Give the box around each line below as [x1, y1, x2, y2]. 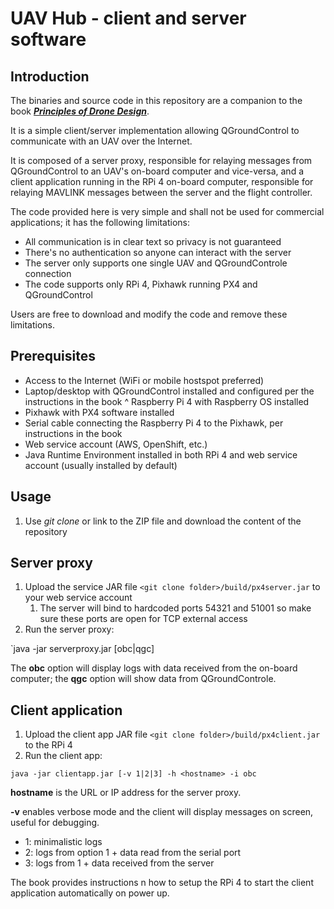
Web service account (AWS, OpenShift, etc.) [24, 438, 208, 450]
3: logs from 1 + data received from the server [24, 857, 215, 869]
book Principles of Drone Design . [10, 105, 150, 117]
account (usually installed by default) [24, 459, 178, 471]
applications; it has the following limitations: [10, 217, 191, 228]
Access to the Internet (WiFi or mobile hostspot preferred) [24, 374, 265, 386]
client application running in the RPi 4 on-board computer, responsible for [10, 176, 314, 187]
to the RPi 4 [24, 739, 73, 751]
